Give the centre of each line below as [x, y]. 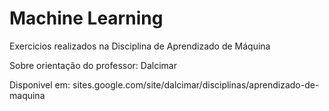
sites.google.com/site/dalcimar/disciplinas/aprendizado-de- [196, 84]
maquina [27, 95]
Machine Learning [86, 18]
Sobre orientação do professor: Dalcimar [93, 65]
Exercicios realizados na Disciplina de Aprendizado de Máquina [140, 46]
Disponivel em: [40, 84]
